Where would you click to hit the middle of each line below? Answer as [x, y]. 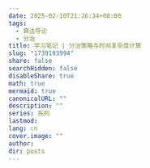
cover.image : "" [36, 136]
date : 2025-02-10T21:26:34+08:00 [65, 16]
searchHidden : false [43, 69]
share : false [30, 61]
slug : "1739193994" [41, 53]
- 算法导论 [32, 31]
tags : [17, 23]
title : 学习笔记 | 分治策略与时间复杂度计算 [75, 46]
